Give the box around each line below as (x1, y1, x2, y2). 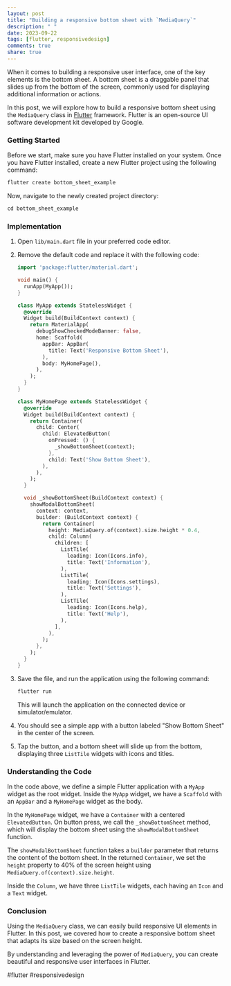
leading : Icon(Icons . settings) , (66, 578, 160, 586)
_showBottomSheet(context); (54, 443, 136, 450)
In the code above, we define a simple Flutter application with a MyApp (7, 782, 205, 791)
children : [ (54, 540, 89, 547)
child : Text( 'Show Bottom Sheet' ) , (48, 456, 151, 463)
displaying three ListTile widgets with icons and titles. (17, 749, 174, 757)
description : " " (7, 23, 57, 30)
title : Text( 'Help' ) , (66, 610, 129, 617)
